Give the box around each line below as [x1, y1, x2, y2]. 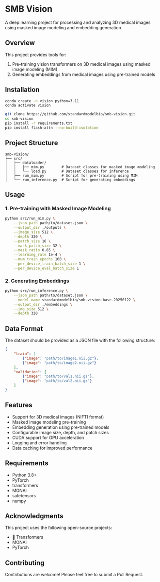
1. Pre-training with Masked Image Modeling [5, 205, 111, 212]
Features [5, 401, 32, 409]
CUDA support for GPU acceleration [12, 435, 84, 440]
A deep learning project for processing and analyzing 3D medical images [5, 19, 151, 25]
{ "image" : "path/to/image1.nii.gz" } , [22, 356, 98, 361]
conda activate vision [5, 103, 51, 108]
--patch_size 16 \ [14, 238, 51, 244]
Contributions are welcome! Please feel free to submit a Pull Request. [5, 572, 144, 578]
